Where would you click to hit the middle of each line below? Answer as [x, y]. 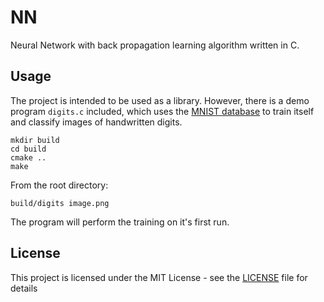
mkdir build [35, 140]
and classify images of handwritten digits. [96, 122]
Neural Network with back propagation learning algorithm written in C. [155, 45]
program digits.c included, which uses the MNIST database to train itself [162, 111]
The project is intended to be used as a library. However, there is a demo [160, 100]
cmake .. [28, 157]
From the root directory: [59, 185]
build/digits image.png [60, 203]
